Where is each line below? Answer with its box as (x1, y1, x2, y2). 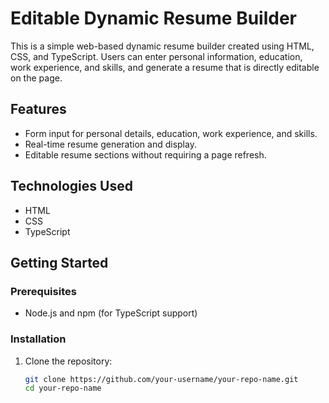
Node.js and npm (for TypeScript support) (24, 307, 198, 319)
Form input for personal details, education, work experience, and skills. (24, 127, 318, 139)
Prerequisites (10, 284, 77, 298)
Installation (10, 332, 67, 346)
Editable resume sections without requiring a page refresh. (24, 148, 267, 161)
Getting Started (10, 254, 109, 271)
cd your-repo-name (24, 383, 102, 394)
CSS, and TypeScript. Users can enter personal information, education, (10, 50, 303, 62)
